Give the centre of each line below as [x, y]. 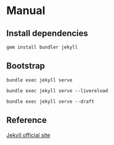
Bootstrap [26, 66]
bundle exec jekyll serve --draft [51, 102]
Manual [26, 11]
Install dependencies [47, 33]
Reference [27, 120]
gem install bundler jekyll [42, 47]
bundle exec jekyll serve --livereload [57, 91]
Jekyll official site [28, 135]
